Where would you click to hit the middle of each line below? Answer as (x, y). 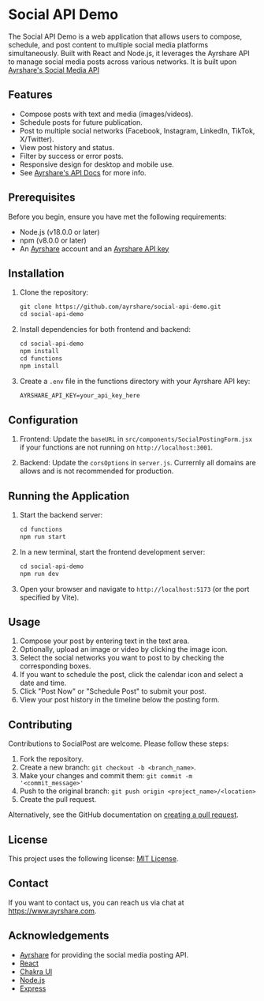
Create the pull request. (58, 800)
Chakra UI (36, 971)
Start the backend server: (61, 515)
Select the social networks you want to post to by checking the (122, 658)
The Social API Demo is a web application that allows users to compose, (125, 36)
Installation (36, 273)
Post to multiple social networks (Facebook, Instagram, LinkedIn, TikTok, (137, 130)
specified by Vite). (49, 597)
